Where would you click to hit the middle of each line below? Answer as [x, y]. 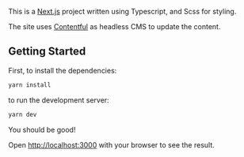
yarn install [30, 85]
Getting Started [47, 52]
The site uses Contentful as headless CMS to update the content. [114, 26]
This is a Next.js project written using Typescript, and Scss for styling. [122, 11]
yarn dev [23, 114]
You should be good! [42, 129]
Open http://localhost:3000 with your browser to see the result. [112, 144]
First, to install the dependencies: [63, 70]
